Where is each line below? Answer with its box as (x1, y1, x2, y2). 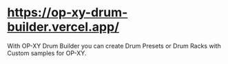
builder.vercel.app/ (7, 19, 119, 35)
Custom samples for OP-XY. (7, 49, 87, 57)
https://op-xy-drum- (7, 5, 128, 20)
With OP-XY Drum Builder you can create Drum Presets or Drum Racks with (7, 42, 222, 50)
